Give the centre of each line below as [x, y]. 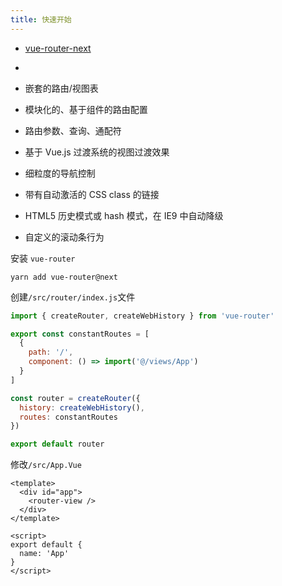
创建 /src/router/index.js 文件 [73, 297]
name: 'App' [44, 554]
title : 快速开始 [41, 19]
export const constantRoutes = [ [80, 334]
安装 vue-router [43, 258]
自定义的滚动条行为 [64, 237]
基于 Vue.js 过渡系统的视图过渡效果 [97, 152]
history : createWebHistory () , [82, 407]
